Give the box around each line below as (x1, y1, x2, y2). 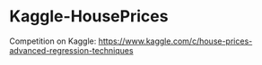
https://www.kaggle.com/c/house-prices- (98, 36, 253, 46)
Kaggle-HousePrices (9, 6, 169, 27)
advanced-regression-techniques (9, 45, 134, 55)
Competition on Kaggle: (9, 36, 97, 46)
